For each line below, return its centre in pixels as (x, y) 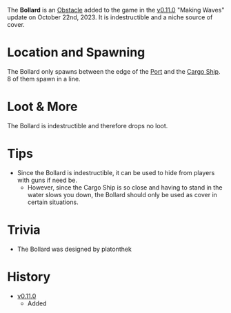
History (29, 277)
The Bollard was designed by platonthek (74, 249)
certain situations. (53, 202)
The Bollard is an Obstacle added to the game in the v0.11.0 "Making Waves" (116, 10)
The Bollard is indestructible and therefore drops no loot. (88, 125)
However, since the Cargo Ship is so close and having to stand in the (125, 187)
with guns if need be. (47, 180)
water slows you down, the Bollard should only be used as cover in (122, 194)
